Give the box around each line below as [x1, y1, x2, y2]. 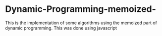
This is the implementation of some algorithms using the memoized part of [5, 20, 158, 26]
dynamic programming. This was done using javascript [5, 25, 117, 31]
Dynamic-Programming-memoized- [5, 3, 156, 15]
